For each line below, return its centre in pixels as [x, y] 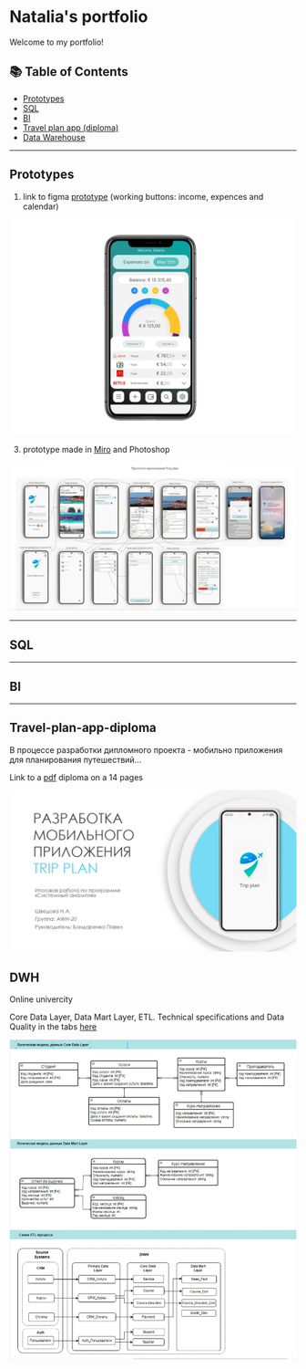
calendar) [41, 206]
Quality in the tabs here [53, 1027]
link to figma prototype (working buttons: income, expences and [143, 196]
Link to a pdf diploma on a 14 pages [76, 777]
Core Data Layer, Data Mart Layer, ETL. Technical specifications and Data [147, 1017]
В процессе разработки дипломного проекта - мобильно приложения [146, 749]
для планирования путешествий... [76, 759]
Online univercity [41, 999]
